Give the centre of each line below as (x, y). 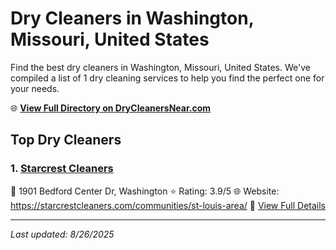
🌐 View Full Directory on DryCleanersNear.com (111, 108)
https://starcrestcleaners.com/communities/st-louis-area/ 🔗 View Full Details (168, 205)
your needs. (35, 88)
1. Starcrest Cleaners (62, 169)
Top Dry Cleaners (66, 140)
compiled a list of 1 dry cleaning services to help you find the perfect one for (167, 78)
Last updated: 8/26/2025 (62, 234)
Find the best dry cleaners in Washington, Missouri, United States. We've (160, 67)
